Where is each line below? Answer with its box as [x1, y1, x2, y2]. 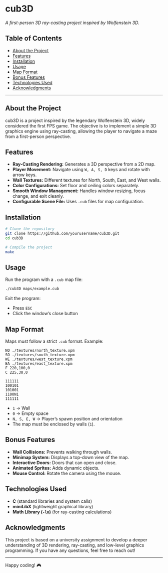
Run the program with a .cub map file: [5, 276, 83, 282]
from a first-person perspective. [5, 133, 71, 139]
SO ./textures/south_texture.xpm [5, 352, 75, 358]
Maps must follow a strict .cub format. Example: [5, 338, 103, 344]
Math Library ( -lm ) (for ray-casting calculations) [12, 509, 112, 515]
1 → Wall [12, 405, 30, 411]
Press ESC [12, 305, 32, 311]
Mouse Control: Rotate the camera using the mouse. [12, 470, 121, 476]
